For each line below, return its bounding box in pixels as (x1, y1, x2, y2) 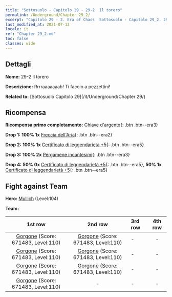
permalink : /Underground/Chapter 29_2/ (5, 12, 91, 17)
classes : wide (5, 41, 36, 46)
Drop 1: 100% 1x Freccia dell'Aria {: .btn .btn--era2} (5, 132, 113, 138)
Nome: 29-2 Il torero (5, 73, 49, 80)
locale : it (5, 27, 29, 32)
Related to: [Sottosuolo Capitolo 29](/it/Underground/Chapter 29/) (5, 93, 146, 100)
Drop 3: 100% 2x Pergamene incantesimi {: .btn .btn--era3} (5, 152, 131, 158)
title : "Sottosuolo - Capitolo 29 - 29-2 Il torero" (5, 7, 123, 13)
